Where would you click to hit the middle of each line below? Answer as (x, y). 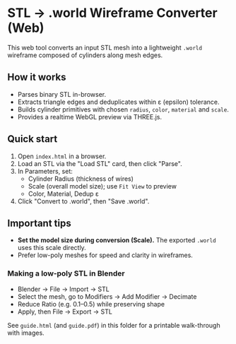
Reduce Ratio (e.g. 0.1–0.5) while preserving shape (91, 304)
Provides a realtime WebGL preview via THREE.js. (90, 117)
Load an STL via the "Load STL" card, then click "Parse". (100, 163)
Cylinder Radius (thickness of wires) (81, 179)
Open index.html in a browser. (62, 156)
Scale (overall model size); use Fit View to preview (102, 186)
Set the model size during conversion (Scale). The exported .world (117, 240)
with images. (26, 333)
